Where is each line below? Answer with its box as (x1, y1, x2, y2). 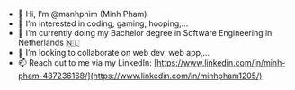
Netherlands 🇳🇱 (17, 37, 81, 48)
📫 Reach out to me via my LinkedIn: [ (17, 58, 157, 67)
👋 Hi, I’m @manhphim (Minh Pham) (17, 9, 147, 19)
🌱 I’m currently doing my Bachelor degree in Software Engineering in (17, 28, 273, 38)
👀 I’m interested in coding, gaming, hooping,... (17, 18, 189, 29)
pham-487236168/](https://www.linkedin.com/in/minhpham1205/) (17, 70, 263, 81)
